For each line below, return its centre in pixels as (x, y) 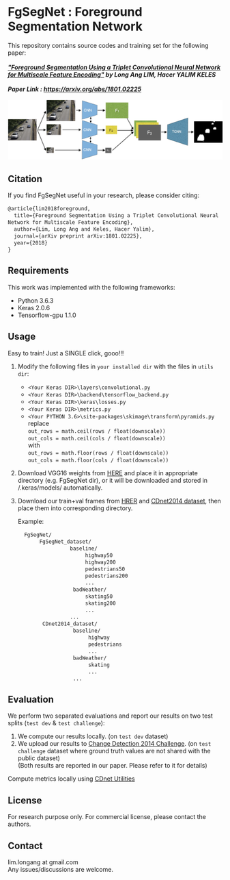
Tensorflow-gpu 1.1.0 (47, 315)
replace (39, 423)
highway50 (99, 555)
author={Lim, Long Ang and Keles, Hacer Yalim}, (84, 229)
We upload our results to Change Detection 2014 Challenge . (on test (114, 744)
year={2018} (31, 243)
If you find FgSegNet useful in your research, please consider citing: (104, 195)
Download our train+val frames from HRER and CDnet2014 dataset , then (119, 501)
